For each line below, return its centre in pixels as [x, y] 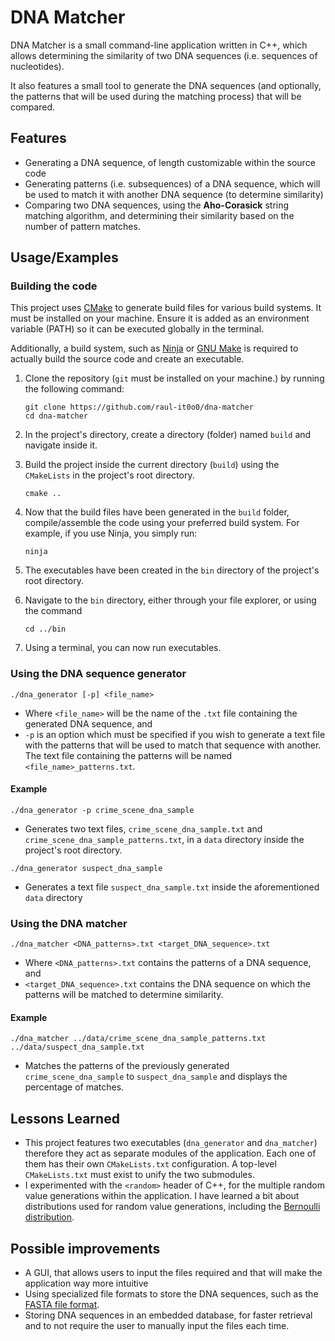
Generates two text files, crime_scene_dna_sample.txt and [143, 828]
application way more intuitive [86, 1283]
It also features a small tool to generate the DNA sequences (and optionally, [166, 85]
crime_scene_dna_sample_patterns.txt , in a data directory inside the [164, 839]
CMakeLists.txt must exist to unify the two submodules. [139, 1175]
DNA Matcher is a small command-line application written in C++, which [159, 45]
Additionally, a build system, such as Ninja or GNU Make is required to [154, 348]
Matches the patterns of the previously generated [127, 1066]
